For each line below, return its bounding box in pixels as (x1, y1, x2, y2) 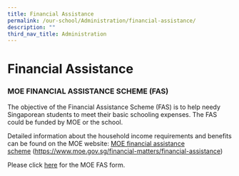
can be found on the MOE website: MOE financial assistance (7, 139, 185, 147)
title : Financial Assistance (7, 10, 94, 18)
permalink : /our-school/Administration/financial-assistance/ (7, 17, 196, 24)
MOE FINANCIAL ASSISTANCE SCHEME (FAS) (7, 86, 169, 96)
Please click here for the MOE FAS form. (7, 160, 126, 169)
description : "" (7, 24, 56, 31)
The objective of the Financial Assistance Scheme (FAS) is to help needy (7, 103, 221, 111)
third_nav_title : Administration (7, 30, 107, 38)
